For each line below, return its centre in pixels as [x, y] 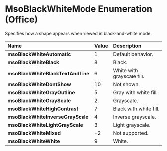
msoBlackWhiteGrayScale [39, 100]
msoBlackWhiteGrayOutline [41, 92]
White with [125, 70]
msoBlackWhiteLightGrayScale [45, 125]
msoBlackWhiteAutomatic [39, 54]
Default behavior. [133, 54]
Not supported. [131, 133]
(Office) [22, 20]
